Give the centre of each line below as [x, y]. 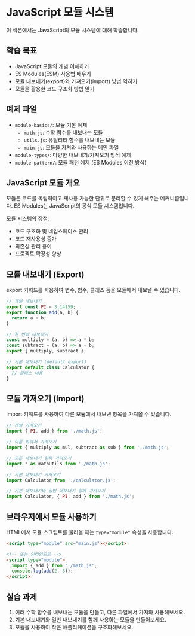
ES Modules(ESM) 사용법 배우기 [53, 74]
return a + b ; [29, 318]
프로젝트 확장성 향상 [38, 254]
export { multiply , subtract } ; [46, 351]
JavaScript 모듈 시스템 [60, 12]
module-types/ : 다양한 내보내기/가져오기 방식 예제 [73, 155]
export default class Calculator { [50, 367]
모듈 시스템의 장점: [28, 218]
